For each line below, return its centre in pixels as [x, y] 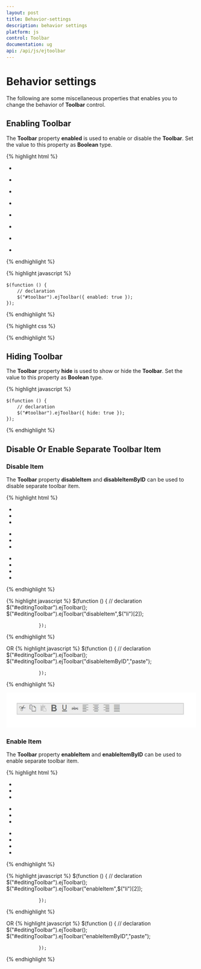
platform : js [23, 32]
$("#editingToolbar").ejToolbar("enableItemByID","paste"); [79, 936]
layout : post [23, 13]
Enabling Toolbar [39, 124]
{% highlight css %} [31, 326]
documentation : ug [29, 45]
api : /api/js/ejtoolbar [36, 51]
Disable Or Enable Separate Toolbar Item [84, 449]
